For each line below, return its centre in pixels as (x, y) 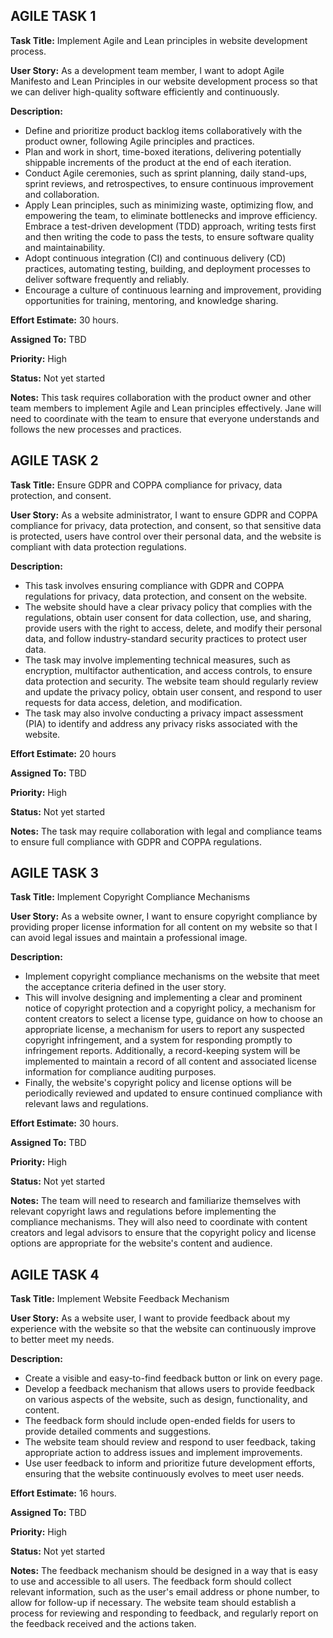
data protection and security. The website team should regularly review (171, 681)
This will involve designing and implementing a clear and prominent (163, 998)
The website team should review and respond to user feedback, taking (170, 1442)
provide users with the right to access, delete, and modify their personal (173, 628)
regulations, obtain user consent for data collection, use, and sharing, (168, 617)
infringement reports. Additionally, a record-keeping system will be (162, 1051)
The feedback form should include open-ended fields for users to (160, 1421)
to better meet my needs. (62, 1340)
